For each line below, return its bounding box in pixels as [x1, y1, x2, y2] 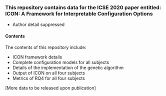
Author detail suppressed [12, 21, 65, 27]
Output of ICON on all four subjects [12, 69, 85, 76]
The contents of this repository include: [5, 44, 86, 50]
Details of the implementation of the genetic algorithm [12, 64, 124, 70]
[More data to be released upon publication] [5, 84, 96, 91]
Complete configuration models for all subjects [12, 59, 109, 65]
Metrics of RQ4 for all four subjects [12, 75, 85, 81]
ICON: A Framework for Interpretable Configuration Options [5, 10, 153, 17]
